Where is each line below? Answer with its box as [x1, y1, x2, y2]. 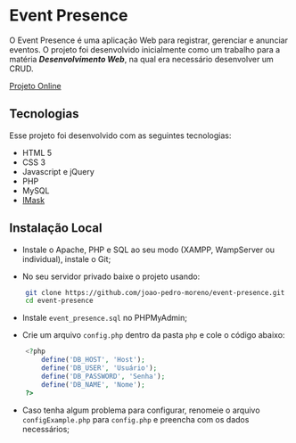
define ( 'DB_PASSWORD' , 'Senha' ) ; [41, 372, 166, 381]
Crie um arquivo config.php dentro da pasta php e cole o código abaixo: [21, 330, 285, 340]
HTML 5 [21, 147, 53, 158]
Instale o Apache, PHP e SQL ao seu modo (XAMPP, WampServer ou [21, 244, 275, 255]
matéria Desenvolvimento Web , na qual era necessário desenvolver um [9, 53, 274, 64]
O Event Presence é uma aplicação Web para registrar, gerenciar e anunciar [9, 35, 288, 45]
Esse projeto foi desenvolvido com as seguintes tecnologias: [9, 130, 232, 141]
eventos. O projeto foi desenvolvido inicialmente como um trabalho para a [9, 44, 281, 54]
